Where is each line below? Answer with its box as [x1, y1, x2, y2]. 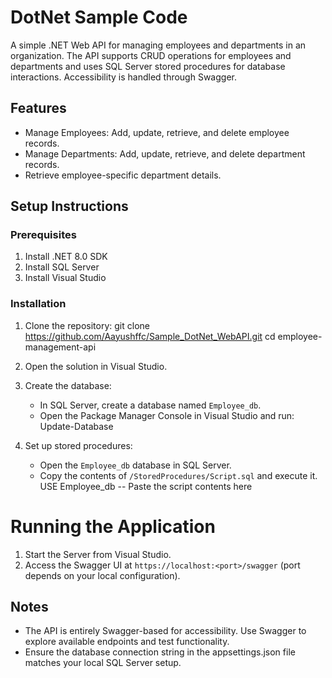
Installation [10, 297, 67, 311]
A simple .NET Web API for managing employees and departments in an [10, 39, 307, 51]
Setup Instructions [10, 198, 129, 215]
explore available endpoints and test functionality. [24, 636, 230, 648]
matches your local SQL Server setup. [24, 657, 182, 669]
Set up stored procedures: [24, 439, 133, 451]
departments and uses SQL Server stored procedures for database [10, 60, 286, 72]
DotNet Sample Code [10, 6, 188, 29]
